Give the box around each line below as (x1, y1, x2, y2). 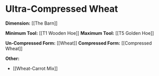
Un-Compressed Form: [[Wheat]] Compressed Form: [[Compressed (5, 40, 152, 46)
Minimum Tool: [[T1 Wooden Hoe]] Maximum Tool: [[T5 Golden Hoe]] (5, 30, 154, 36)
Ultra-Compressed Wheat (5, 3, 118, 15)
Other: (5, 55, 20, 62)
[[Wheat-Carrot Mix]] (12, 65, 58, 71)
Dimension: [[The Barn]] (5, 20, 58, 26)
